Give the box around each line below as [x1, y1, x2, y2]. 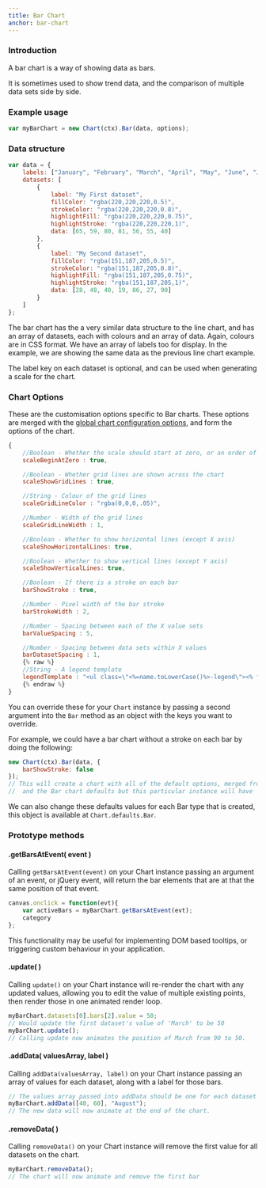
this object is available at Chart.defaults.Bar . [8, 810, 157, 820]
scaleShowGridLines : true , [22, 478, 115, 486]
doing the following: [8, 742, 73, 752]
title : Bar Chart [8, 11, 66, 20]
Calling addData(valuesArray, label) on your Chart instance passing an [8, 1068, 243, 1078]
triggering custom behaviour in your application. [8, 943, 165, 954]
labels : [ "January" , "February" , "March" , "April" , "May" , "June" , [22, 169, 250, 176]
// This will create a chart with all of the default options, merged [8, 780, 246, 788]
